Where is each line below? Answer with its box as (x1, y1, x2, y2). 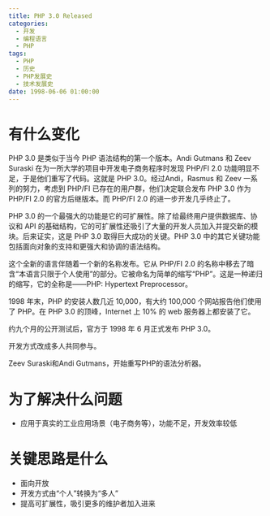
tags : (8, 50, 27, 58)
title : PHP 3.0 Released (8, 11, 92, 20)
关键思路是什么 (8, 450, 109, 468)
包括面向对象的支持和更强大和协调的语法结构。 (8, 241, 165, 252)
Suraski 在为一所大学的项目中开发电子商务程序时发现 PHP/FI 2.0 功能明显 (8, 163, 253, 173)
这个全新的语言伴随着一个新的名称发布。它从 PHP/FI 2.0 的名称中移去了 (8, 259, 247, 269)
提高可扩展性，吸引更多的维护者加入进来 (19, 499, 156, 509)
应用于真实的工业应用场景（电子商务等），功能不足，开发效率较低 (19, 418, 238, 428)
